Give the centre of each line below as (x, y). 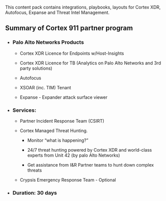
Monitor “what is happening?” (58, 140)
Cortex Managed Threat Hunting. (54, 130)
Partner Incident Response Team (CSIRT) (62, 121)
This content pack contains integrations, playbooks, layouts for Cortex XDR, (83, 7)
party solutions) (36, 68)
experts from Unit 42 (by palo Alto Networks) (74, 155)
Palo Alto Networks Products (48, 42)
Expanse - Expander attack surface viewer (64, 97)
